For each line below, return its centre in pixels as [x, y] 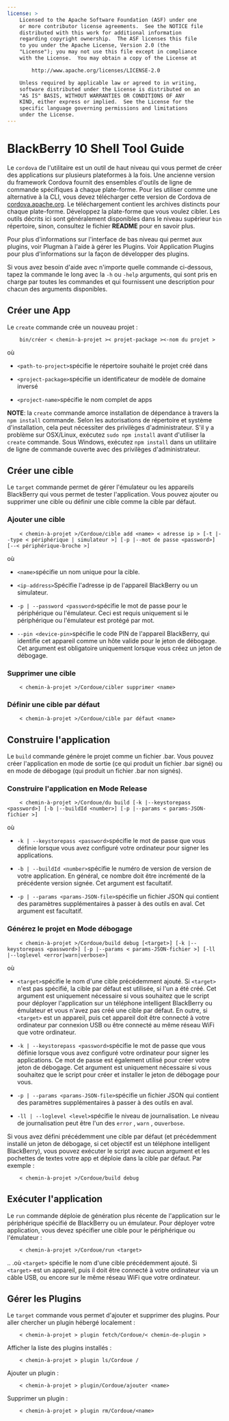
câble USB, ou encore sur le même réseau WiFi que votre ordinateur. [104, 1277]
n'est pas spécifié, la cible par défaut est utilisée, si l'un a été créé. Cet [117, 988]
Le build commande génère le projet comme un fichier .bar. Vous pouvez [110, 756]
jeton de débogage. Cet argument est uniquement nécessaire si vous [114, 1067]
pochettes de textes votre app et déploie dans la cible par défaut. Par [105, 1158]
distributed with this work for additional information [101, 33]
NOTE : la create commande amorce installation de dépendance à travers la [113, 413]
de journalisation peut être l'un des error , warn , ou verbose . [101, 1123]
